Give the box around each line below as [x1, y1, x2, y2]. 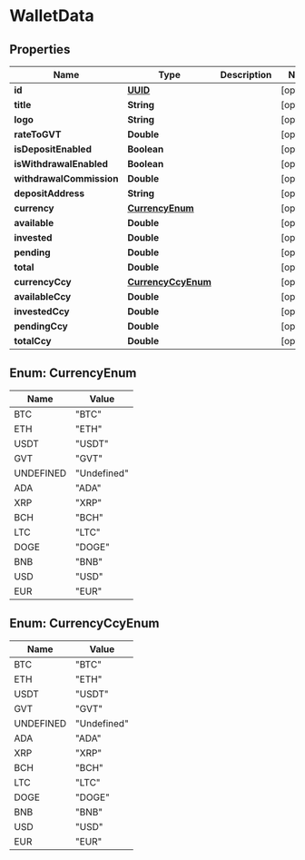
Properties [9, 42, 71, 57]
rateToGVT [14, 128, 62, 141]
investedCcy [14, 305, 70, 318]
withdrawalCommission [14, 173, 119, 184]
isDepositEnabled [14, 143, 93, 155]
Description [220, 69, 272, 81]
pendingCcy [14, 320, 68, 332]
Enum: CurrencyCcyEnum [9, 616, 160, 631]
